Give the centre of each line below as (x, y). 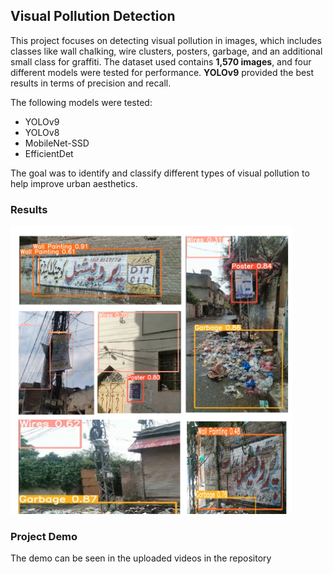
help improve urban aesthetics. (74, 183)
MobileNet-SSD (57, 143)
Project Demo (44, 536)
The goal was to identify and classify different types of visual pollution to (160, 173)
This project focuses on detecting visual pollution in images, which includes (166, 40)
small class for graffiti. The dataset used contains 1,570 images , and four (161, 61)
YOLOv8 (42, 132)
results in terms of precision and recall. (91, 83)
